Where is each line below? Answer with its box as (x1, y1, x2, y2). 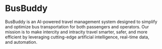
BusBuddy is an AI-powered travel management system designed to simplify (5, 19, 158, 24)
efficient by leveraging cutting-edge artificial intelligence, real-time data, (5, 34, 149, 40)
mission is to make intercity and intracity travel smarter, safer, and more (5, 29, 147, 35)
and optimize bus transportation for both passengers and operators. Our (5, 24, 149, 29)
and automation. (5, 39, 38, 45)
